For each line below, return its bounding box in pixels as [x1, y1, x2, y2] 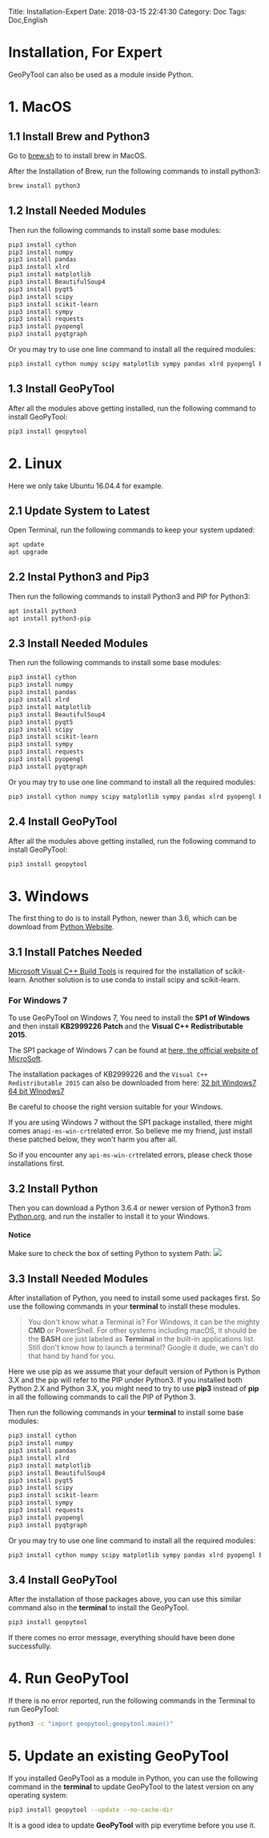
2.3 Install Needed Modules [8, 636, 149, 651]
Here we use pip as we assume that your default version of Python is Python [8, 1366, 261, 1376]
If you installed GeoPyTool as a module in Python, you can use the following [8, 1773, 259, 1783]
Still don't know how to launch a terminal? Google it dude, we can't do [27, 1342, 259, 1352]
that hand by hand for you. [27, 1351, 116, 1361]
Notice [8, 1230, 31, 1239]
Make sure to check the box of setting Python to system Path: [8, 1249, 212, 1258]
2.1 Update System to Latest [8, 504, 151, 517]
